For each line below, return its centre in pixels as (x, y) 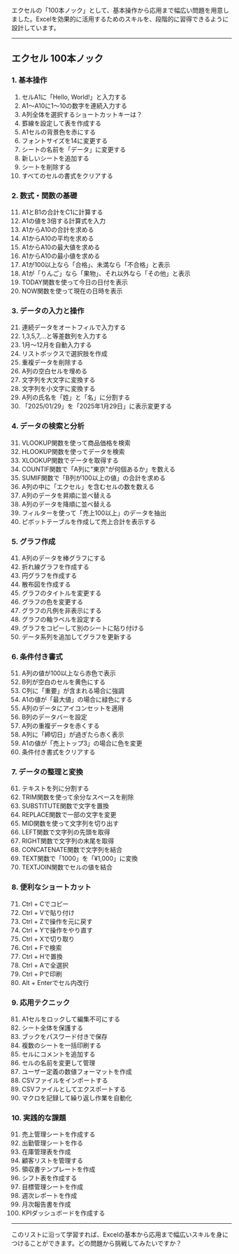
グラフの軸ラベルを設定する (61, 619)
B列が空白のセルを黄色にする (64, 682)
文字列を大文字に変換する (58, 380)
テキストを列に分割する (55, 788)
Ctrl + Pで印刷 (42, 974)
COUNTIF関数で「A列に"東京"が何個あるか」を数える (99, 469)
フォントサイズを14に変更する (65, 140)
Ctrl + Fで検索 (42, 947)
